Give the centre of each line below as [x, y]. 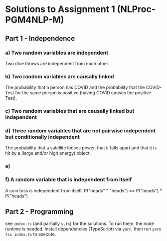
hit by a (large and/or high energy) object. [48, 153]
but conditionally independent [43, 137]
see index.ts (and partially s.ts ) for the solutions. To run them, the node [80, 223]
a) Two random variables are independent [57, 53]
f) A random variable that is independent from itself [69, 180]
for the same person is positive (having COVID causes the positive [83, 93]
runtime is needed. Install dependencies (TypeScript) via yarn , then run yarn [83, 229]
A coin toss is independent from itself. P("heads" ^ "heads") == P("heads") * [84, 190]
